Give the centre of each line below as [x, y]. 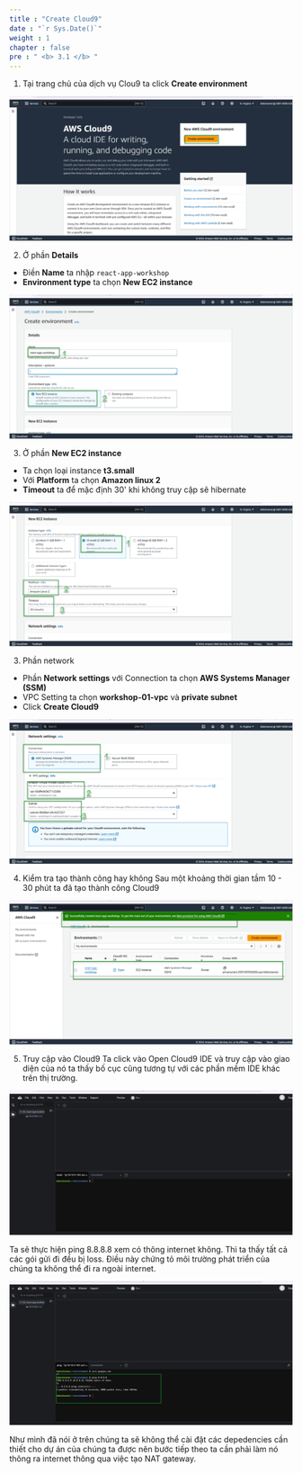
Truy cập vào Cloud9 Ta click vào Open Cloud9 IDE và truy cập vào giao [156, 1059]
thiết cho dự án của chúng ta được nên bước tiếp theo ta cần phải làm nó [144, 1450]
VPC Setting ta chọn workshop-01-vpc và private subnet [130, 697]
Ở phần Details [50, 255]
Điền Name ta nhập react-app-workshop [95, 272]
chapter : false [40, 48]
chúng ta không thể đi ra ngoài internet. [83, 1268]
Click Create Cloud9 [60, 707]
